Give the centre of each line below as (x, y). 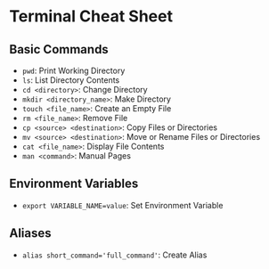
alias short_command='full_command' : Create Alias (114, 255)
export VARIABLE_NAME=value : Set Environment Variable (122, 205)
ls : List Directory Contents (71, 80)
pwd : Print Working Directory (73, 70)
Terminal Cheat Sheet (91, 16)
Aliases (30, 233)
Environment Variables (74, 184)
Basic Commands (59, 49)
